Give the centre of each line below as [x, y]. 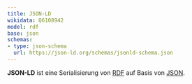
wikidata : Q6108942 [36, 20]
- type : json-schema [37, 46]
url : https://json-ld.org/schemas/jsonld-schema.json [93, 53]
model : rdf [23, 27]
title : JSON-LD [29, 14]
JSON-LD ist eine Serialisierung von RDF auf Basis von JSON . [96, 72]
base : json [23, 33]
